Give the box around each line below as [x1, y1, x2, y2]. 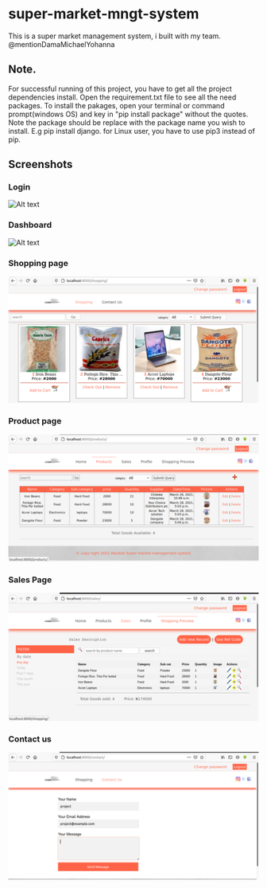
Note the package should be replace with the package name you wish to [8, 117, 246, 127]
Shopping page [8, 257, 69, 268]
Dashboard [8, 220, 52, 231]
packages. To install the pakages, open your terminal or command [8, 100, 225, 110]
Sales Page [8, 574, 52, 585]
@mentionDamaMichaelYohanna [8, 39, 115, 49]
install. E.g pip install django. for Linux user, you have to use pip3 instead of [8, 126, 256, 135]
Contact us [8, 733, 52, 745]
